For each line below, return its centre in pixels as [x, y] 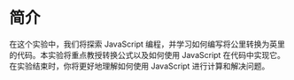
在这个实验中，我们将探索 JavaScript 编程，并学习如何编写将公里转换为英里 [147, 44]
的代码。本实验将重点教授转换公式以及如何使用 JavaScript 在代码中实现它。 [147, 55]
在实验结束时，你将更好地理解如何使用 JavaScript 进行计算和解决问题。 [139, 66]
